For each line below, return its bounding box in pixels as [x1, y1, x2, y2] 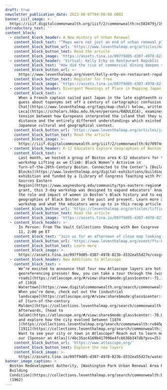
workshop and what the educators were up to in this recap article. [18, 201, 164, 206]
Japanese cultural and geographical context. [18, 123, 114, 128]
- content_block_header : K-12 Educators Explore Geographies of [9, 146, 146, 151]
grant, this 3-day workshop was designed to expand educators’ [18, 188, 153, 193]
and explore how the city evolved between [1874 [18, 317, 121, 322]
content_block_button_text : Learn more [14, 243, 97, 248]
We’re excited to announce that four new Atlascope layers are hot [18, 266, 162, 271]
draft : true [5, 7, 30, 12]
